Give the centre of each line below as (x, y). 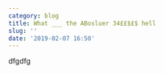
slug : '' (23, 31)
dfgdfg (19, 61)
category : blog (34, 16)
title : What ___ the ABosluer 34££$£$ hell (82, 23)
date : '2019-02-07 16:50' (51, 38)
